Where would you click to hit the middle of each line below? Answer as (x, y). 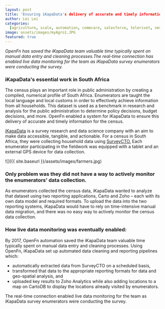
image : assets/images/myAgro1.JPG (41, 32)
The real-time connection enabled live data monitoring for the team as (76, 296)
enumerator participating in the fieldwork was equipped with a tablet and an (82, 147)
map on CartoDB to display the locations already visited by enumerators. (85, 286)
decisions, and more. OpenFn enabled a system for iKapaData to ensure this (82, 116)
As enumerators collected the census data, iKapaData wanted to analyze (79, 191)
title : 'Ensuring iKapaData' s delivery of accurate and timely (71, 14)
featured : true (21, 37)
